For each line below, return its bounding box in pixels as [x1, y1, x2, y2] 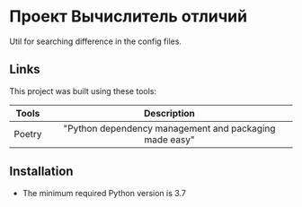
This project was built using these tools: [9, 85, 157, 96]
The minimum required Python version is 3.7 [22, 187, 187, 198]
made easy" [143, 133, 195, 145]
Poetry [13, 127, 42, 140]
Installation [9, 164, 74, 179]
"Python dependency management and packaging [62, 122, 276, 134]
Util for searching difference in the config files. [9, 36, 182, 47]
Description [143, 107, 195, 119]
